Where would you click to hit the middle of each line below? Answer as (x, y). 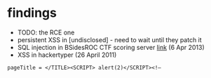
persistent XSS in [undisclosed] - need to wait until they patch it (109, 39)
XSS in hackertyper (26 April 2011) (67, 55)
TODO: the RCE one (46, 32)
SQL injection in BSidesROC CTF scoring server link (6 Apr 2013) (111, 47)
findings (32, 13)
